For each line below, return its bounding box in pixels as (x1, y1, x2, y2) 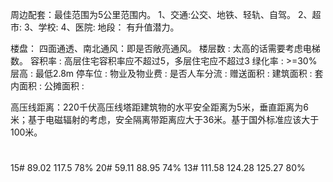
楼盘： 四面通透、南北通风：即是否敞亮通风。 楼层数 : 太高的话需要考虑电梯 (10, 43, 321, 54)
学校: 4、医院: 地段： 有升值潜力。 (38, 21, 180, 33)
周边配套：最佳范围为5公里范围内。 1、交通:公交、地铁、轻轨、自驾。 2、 (10, 9, 313, 20)
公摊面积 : (43, 80, 85, 92)
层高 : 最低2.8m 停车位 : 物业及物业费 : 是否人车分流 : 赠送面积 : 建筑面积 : (10, 68, 313, 79)
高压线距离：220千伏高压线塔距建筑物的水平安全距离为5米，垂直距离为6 (10, 101, 309, 113)
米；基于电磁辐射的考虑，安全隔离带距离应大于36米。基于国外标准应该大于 (10, 114, 320, 125)
